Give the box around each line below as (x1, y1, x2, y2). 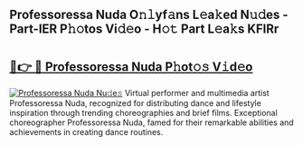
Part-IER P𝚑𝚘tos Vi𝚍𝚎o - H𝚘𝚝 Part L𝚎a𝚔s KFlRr (9, 22, 279, 37)
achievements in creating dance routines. (9, 127, 164, 137)
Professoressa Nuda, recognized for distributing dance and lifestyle (9, 98, 262, 108)
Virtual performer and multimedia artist (125, 88, 270, 98)
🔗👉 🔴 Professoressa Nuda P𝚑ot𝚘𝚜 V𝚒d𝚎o (9, 59, 253, 74)
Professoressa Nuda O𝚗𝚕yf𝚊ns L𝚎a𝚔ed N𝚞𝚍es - (9, 7, 289, 23)
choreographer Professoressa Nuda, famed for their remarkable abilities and (9, 117, 294, 128)
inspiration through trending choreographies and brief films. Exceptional (9, 108, 278, 118)
